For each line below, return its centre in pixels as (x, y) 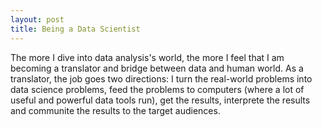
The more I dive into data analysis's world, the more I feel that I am (147, 57)
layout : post (37, 19)
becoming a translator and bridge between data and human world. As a (157, 68)
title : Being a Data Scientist (75, 29)
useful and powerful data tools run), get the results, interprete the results (160, 100)
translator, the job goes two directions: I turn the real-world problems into (161, 78)
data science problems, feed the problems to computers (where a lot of (157, 89)
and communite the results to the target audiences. (115, 110)
